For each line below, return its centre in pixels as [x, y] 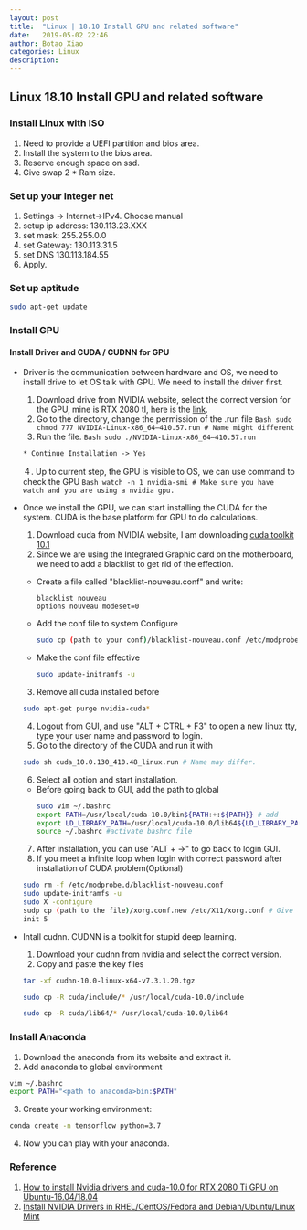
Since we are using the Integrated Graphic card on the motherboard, [165, 554]
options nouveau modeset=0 [88, 607]
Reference [33, 1167]
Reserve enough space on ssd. [81, 163]
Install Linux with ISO [57, 123]
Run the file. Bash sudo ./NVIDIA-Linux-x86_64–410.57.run [146, 437]
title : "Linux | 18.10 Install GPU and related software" [124, 26]
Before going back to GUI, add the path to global [127, 789]
